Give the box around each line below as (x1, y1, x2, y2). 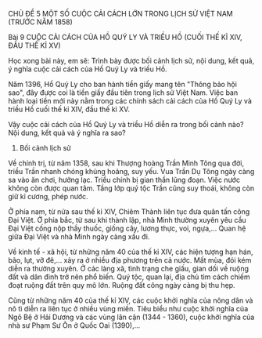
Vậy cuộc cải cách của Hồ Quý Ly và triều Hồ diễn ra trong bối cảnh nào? (8, 120, 244, 129)
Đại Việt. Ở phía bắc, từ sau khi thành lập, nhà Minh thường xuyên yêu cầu (8, 216, 246, 224)
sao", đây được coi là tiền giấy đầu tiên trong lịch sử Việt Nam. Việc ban (8, 88, 239, 97)
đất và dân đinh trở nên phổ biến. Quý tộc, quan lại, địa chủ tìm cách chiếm (8, 272, 250, 282)
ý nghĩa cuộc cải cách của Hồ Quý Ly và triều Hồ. (8, 64, 167, 74)
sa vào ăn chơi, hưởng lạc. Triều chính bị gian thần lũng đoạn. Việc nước (8, 175, 241, 184)
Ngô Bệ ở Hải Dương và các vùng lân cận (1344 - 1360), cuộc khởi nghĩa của (8, 312, 255, 322)
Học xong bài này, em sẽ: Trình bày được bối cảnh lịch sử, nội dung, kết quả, (8, 56, 255, 65)
